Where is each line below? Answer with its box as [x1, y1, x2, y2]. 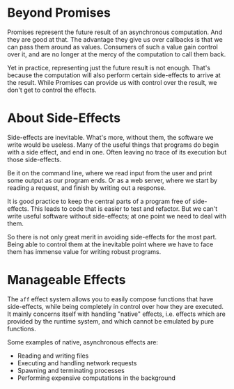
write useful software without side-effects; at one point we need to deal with [7, 212, 226, 220]
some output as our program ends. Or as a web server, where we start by [7, 176, 218, 184]
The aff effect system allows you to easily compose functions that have [7, 294, 214, 303]
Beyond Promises [7, 5, 111, 21]
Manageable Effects [7, 272, 126, 288]
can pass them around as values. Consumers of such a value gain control [7, 42, 218, 51]
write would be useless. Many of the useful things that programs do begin [7, 141, 219, 149]
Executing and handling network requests [17, 358, 137, 367]
